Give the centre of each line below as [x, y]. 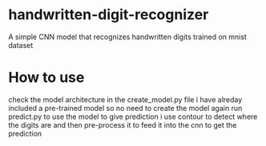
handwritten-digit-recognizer [109, 15]
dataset [21, 45]
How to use [46, 78]
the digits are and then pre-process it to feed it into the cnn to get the [123, 124]
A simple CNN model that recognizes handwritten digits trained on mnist [127, 37]
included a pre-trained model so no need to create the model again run [125, 108]
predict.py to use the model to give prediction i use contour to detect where [133, 116]
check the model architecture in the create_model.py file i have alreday [125, 99]
